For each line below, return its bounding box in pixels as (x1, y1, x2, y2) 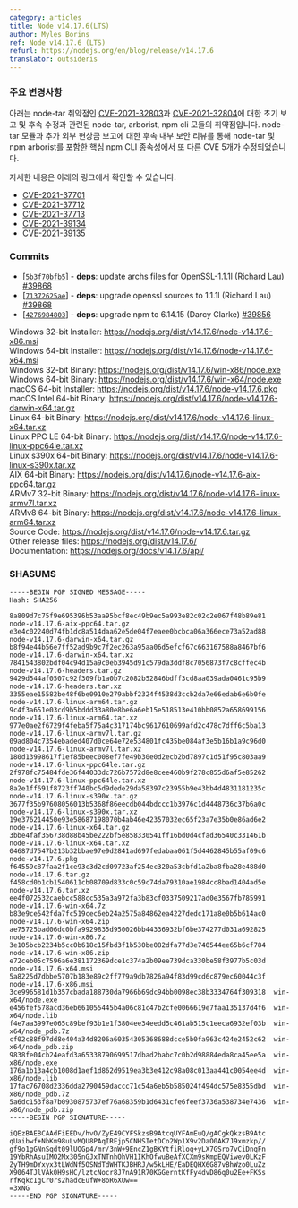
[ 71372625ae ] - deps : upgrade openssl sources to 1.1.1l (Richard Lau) (21, 289, 272, 300)
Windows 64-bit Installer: (9, 345, 103, 356)
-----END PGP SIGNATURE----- (9, 1191, 118, 1201)
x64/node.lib (9, 1011, 58, 1020)
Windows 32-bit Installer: (9, 326, 103, 337)
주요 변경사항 (9, 86, 63, 99)
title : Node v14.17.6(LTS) (9, 22, 110, 30)
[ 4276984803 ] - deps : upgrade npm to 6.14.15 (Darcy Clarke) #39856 (21, 308, 271, 319)
